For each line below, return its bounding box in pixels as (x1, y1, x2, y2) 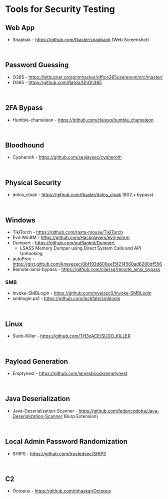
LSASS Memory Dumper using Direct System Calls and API (19, 245, 141, 251)
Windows (5, 216, 35, 224)
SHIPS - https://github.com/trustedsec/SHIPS (12, 450, 106, 456)
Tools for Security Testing (5, 3, 115, 15)
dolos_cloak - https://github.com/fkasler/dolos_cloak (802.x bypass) (12, 191, 153, 198)
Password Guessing (5, 61, 69, 69)
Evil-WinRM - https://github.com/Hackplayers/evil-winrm (12, 234, 130, 240)
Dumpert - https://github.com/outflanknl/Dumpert (12, 240, 115, 246)
